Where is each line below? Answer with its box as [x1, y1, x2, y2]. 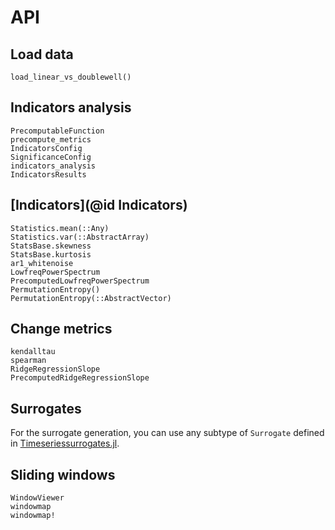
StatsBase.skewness [10, 241, 92, 251]
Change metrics [10, 321, 113, 338]
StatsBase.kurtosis [10, 249, 92, 260]
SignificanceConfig [10, 152, 92, 162]
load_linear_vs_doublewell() [10, 72, 132, 82]
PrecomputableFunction [10, 126, 105, 136]
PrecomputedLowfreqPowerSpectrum [10, 276, 150, 286]
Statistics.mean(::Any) [10, 223, 110, 233]
